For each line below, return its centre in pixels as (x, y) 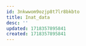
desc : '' (17, 23)
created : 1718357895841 (36, 34)
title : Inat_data (28, 17)
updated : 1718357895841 (36, 28)
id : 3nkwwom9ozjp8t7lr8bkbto (43, 12)
